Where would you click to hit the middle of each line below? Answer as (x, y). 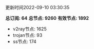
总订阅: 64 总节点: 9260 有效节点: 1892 (47, 18)
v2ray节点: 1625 (30, 29)
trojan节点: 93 (27, 35)
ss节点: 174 (25, 41)
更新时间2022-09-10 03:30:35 (37, 7)
